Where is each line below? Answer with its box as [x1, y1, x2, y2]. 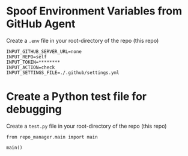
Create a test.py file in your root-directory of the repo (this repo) [6, 122, 167, 129]
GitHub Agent [6, 17, 76, 31]
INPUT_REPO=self [6, 54, 47, 60]
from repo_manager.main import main [6, 134, 98, 140]
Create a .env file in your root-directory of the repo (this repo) [6, 37, 159, 44]
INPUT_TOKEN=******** [6, 59, 61, 65]
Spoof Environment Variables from [6, 4, 183, 18]
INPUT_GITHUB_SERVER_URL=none [6, 48, 82, 55]
